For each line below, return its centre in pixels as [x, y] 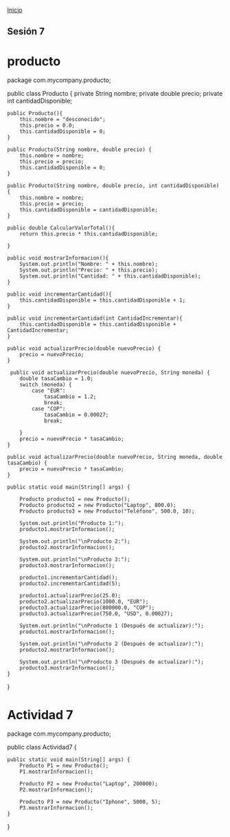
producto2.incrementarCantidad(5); [70, 584]
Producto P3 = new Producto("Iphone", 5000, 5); [90, 802]
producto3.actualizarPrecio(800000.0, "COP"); [87, 608]
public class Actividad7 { [42, 747]
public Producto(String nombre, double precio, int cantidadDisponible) [113, 186]
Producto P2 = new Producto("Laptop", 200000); [89, 784]
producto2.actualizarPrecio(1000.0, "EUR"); [84, 602]
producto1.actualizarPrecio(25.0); [70, 596]
